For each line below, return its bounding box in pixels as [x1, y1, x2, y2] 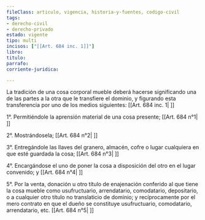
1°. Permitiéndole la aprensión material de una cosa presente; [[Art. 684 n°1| [6, 113, 198, 120]
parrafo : [6, 60, 29, 66]
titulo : [6, 55, 26, 61]
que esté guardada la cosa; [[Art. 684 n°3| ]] [6, 150, 119, 157]
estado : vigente [6, 32, 48, 38]
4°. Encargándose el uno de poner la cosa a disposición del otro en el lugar [6, 162, 196, 170]
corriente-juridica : [6, 66, 60, 73]
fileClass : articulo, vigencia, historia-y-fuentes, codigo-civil [6, 9, 180, 15]
